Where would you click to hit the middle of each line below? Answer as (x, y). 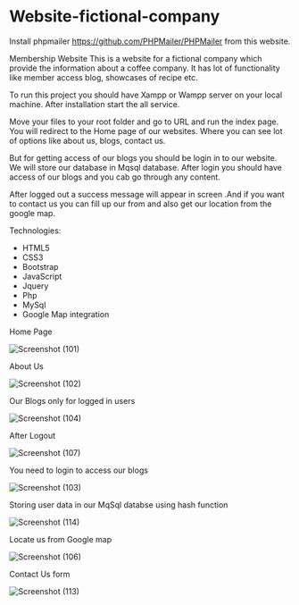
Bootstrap (40, 266)
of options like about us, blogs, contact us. (87, 140)
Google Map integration (66, 314)
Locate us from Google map (61, 539)
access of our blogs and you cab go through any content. (115, 177)
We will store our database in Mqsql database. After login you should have (146, 167)
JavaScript (42, 276)
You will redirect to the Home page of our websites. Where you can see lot (146, 130)
